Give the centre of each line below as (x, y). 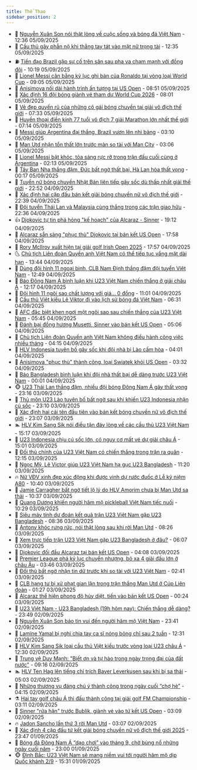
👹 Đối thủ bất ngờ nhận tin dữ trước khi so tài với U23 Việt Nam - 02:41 (99, 571)
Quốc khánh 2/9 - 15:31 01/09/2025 (57, 761)
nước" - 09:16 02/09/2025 (46, 664)
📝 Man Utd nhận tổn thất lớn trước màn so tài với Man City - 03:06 (94, 144)
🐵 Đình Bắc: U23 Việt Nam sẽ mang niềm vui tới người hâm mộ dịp (96, 755)
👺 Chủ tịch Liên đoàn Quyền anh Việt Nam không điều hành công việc (99, 337)
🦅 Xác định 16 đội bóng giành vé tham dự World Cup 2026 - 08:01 (94, 94)
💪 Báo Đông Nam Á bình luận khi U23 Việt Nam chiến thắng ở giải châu (100, 280)
